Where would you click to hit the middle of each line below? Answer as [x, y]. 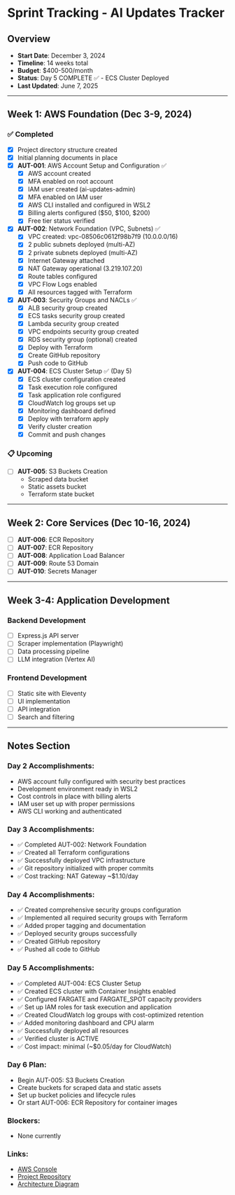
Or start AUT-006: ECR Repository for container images [97, 1102]
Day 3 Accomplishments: [51, 829]
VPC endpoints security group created [83, 332]
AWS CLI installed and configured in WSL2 [89, 205]
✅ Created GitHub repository [59, 941]
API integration [39, 709]
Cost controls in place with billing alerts [74, 796]
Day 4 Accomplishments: [51, 894]
